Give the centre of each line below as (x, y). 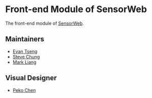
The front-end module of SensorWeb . (44, 23)
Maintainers (25, 39)
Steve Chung (26, 57)
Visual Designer (31, 78)
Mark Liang (24, 62)
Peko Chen (24, 90)
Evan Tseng (25, 51)
